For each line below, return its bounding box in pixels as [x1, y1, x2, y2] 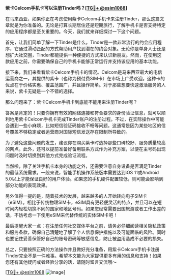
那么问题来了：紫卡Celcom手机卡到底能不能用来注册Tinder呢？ [5, 99, 138, 105]
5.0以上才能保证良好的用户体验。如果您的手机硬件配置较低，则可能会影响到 [5, 176, 164, 182]
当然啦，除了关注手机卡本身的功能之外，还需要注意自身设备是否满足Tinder [5, 163, 162, 169]
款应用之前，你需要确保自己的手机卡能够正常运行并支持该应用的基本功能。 [5, 58, 161, 64]
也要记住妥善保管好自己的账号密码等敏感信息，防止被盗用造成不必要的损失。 [5, 236, 166, 241]
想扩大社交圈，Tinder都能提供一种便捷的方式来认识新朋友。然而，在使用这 [5, 52, 162, 58]
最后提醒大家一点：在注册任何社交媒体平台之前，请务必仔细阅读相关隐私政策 [5, 223, 166, 229]
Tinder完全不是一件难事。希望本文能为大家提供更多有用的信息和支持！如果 [5, 253, 162, 259]
